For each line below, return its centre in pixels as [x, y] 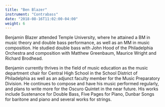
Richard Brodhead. [24, 58]
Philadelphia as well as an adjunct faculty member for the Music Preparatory [82, 78]
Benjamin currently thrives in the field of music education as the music [77, 68]
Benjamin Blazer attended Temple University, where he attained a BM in [78, 37]
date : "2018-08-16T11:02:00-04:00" [42, 19]
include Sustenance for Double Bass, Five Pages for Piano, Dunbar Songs [80, 94]
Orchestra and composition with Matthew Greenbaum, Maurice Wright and [81, 53]
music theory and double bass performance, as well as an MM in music [78, 43]
